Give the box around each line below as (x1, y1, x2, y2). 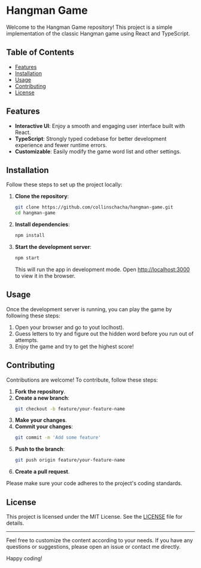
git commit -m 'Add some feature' (14, 435, 101, 441)
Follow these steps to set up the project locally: (6, 181, 123, 188)
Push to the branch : (14, 445, 65, 453)
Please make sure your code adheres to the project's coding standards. (6, 480, 182, 487)
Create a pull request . (14, 468, 70, 475)
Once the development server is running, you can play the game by (6, 305, 172, 313)
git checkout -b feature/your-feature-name (14, 406, 126, 412)
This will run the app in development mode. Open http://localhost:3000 (14, 266, 190, 273)
